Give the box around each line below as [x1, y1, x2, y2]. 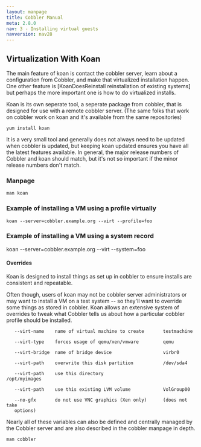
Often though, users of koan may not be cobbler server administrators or [6, 291, 187, 298]
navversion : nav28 [6, 31, 53, 37]
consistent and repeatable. [6, 279, 73, 287]
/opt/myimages [6, 376, 42, 382]
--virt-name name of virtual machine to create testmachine [14, 329, 193, 335]
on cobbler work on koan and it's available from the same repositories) [6, 113, 182, 121]
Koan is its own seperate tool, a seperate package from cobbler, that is [6, 100, 182, 108]
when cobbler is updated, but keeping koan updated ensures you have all [6, 142, 189, 149]
